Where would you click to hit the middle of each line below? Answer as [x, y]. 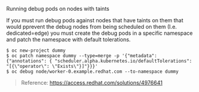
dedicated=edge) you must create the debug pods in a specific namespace [99, 33]
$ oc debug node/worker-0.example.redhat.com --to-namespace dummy [93, 72]
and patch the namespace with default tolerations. [69, 39]
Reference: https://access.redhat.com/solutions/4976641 [92, 83]
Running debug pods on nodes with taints [58, 9]
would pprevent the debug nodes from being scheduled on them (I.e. [92, 27]
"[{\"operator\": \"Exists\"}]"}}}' [52, 66]
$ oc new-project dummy [36, 51]
